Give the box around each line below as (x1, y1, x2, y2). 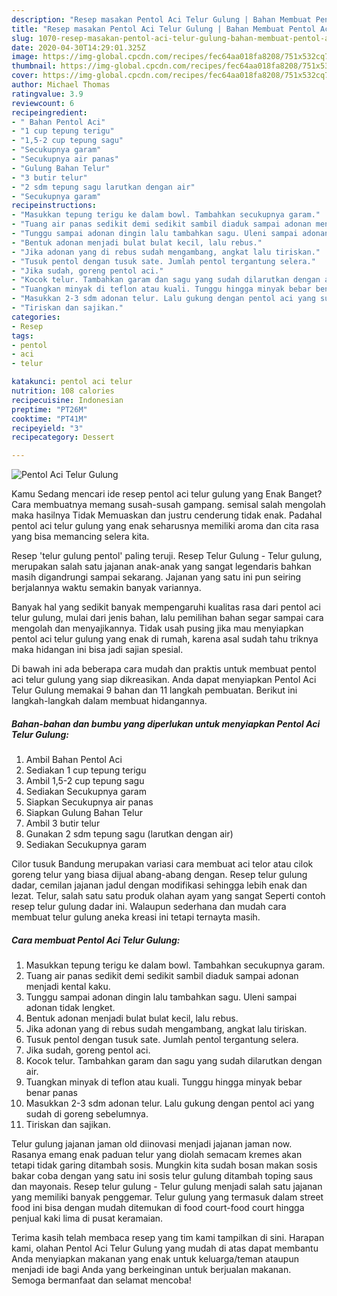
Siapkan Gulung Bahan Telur (25, 807, 143, 819)
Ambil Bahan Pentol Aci (25, 754, 123, 766)
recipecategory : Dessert (11, 432, 115, 443)
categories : (11, 312, 61, 322)
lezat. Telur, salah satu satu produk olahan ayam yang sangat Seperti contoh (11, 890, 326, 902)
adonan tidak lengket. (25, 1002, 116, 1014)
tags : (11, 331, 34, 341)
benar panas (25, 1087, 78, 1099)
